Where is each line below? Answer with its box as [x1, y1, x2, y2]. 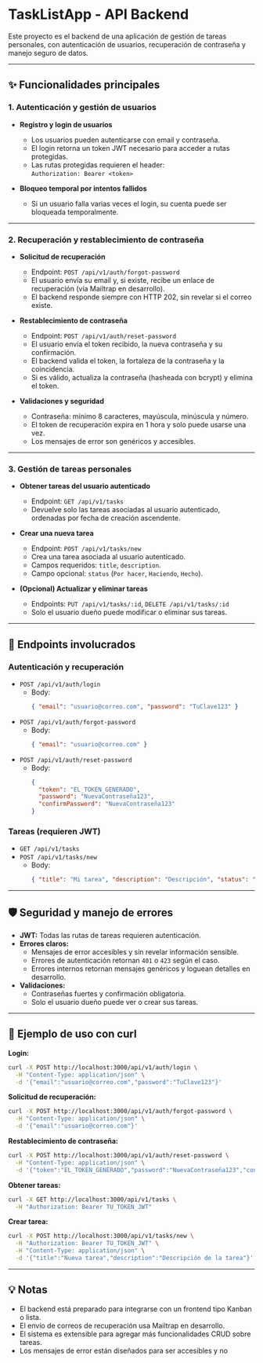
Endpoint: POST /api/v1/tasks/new [31, 544, 142, 553]
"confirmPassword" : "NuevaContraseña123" [38, 800, 176, 808]
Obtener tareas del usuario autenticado [19, 482, 151, 491]
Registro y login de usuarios [19, 119, 113, 129]
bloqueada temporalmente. [31, 207, 119, 217]
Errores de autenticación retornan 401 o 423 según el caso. [31, 956, 221, 965]
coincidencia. [31, 364, 75, 374]
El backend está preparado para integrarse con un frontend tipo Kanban [19, 1304, 252, 1314]
